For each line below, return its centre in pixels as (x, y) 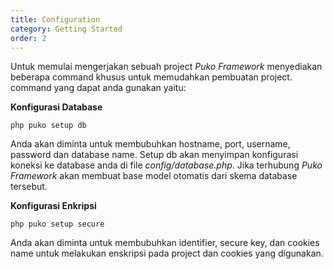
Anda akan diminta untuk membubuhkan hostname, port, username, (150, 144)
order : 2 (28, 38)
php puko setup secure (57, 224)
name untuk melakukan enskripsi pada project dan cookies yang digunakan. (167, 253)
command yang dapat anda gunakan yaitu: (98, 88)
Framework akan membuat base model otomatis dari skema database (154, 176)
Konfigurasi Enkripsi (53, 206)
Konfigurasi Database (56, 107)
